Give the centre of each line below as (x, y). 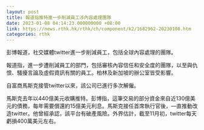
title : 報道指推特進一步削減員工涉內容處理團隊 (59, 18)
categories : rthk (28, 34)
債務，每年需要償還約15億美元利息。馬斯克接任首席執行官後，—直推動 (104, 106)
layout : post (23, 12)
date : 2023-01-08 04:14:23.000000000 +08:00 (63, 23)
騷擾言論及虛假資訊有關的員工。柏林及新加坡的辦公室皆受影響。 (97, 73)
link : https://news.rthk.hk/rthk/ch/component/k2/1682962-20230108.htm (99, 29)
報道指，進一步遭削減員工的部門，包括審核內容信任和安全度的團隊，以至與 (99, 65)
